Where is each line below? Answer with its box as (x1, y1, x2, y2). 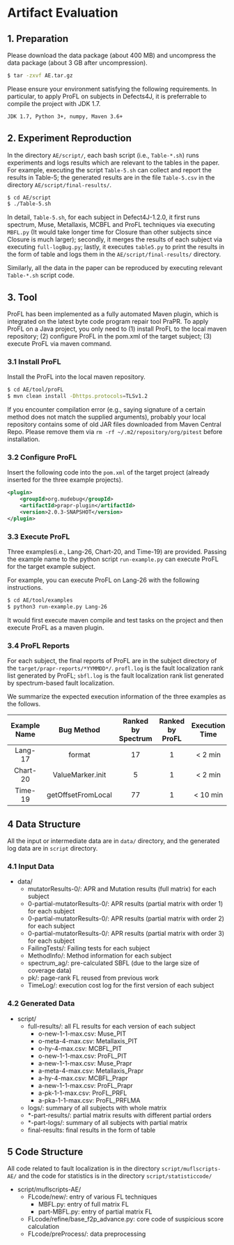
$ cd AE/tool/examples (7, 597, 73, 604)
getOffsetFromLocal (46, 790, 113, 800)
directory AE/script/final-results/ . (7, 180, 112, 189)
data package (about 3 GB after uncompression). (7, 59, 148, 67)
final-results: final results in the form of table (27, 1126, 156, 1134)
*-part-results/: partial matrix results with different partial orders (27, 1111, 212, 1119)
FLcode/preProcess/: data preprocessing (27, 1230, 146, 1238)
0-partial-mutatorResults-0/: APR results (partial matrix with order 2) (27, 914, 225, 923)
